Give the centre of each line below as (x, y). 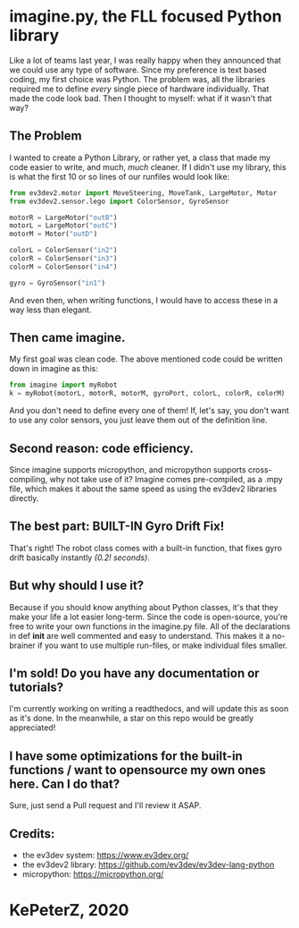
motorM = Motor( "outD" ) (54, 234)
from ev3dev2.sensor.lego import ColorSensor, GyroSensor (119, 201)
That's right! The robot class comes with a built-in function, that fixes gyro (146, 548)
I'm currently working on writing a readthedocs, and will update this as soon (149, 709)
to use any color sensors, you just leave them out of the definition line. (138, 420)
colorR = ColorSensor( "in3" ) (63, 259)
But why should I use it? (77, 586)
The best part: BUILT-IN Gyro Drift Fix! (117, 527)
